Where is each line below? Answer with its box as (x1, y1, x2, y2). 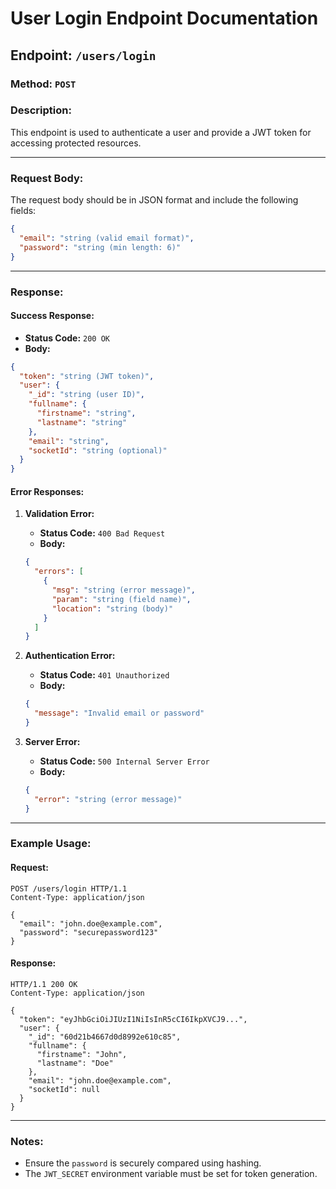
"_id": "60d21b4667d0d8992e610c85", (28, 1032, 182, 1042)
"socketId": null (28, 1084, 101, 1094)
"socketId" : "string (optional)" (28, 445, 168, 456)
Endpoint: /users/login (10, 47, 157, 64)
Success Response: (10, 310, 95, 322)
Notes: (10, 1134, 44, 1148)
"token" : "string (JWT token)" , (19, 371, 155, 381)
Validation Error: (24, 508, 95, 520)
